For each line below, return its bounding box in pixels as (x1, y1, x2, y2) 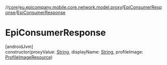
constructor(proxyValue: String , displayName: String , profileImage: (5, 48, 143, 54)
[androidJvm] (5, 43, 34, 49)
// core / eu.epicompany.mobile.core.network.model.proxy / (5, 4, 124, 10)
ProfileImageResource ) (5, 54, 53, 60)
